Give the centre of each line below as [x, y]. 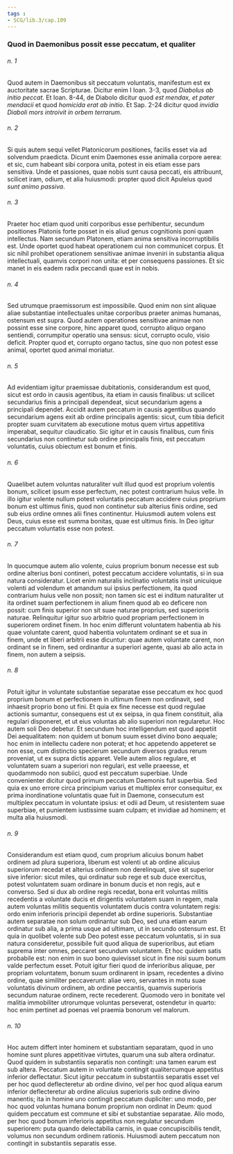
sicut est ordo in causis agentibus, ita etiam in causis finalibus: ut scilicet [111, 395]
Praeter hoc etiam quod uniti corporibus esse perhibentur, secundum [106, 224]
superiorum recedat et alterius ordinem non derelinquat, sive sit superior [111, 870]
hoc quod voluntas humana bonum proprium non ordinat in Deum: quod [110, 1107]
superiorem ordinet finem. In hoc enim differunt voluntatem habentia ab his [114, 625]
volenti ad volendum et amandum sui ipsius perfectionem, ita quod [102, 587]
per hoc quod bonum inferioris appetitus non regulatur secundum [101, 1121]
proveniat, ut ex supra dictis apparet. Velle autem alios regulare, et [102, 758]
